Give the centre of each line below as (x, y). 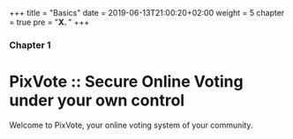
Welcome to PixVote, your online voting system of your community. (131, 125)
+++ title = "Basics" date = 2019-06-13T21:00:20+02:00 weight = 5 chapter (147, 13)
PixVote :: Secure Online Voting (127, 82)
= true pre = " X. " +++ (49, 22)
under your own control (97, 100)
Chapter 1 (30, 45)
